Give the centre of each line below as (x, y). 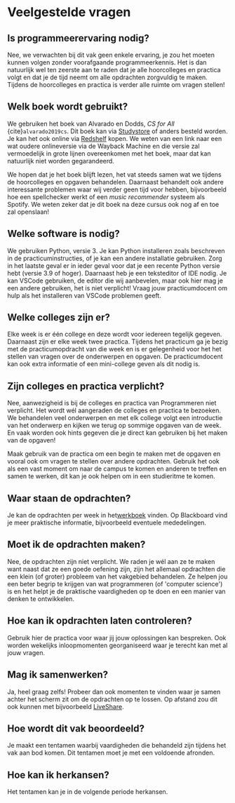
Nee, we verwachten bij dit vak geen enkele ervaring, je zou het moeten (111, 55)
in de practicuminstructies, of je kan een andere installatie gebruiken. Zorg (115, 258)
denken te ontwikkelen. (41, 599)
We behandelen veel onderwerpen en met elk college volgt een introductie (115, 418)
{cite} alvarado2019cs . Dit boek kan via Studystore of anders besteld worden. (117, 131)
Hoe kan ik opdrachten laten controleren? (100, 621)
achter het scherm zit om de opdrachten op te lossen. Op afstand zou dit (112, 699)
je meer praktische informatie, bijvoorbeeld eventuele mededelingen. (107, 522)
